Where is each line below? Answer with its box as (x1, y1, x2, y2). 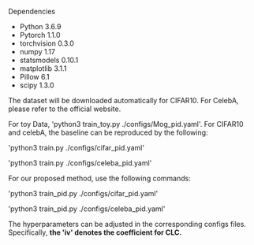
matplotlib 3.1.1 (19, 64, 67, 73)
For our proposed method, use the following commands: (8, 173, 191, 183)
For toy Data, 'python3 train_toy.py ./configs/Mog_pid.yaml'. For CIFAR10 (8, 120, 244, 128)
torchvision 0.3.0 (19, 39, 75, 48)
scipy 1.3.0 (19, 80, 54, 90)
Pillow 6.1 (19, 72, 50, 81)
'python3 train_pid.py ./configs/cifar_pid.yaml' (8, 189, 159, 198)
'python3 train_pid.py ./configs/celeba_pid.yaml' (8, 204, 166, 213)
